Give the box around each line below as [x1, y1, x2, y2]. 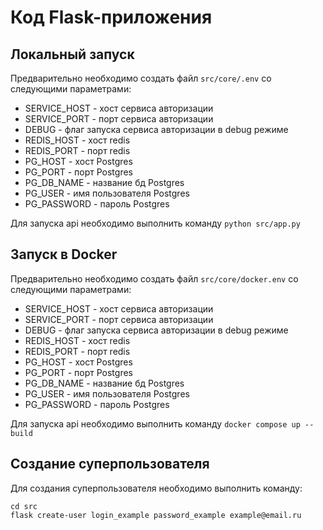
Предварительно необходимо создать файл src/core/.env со [10, 72, 272, 84]
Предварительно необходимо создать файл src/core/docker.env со [10, 272, 299, 285]
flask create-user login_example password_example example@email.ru [10, 510, 302, 520]
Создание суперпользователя [10, 456, 210, 473]
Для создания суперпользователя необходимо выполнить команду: [10, 482, 303, 494]
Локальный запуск [10, 46, 135, 63]
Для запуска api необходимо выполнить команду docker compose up [10, 417, 301, 430]
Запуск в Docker [10, 246, 118, 263]
